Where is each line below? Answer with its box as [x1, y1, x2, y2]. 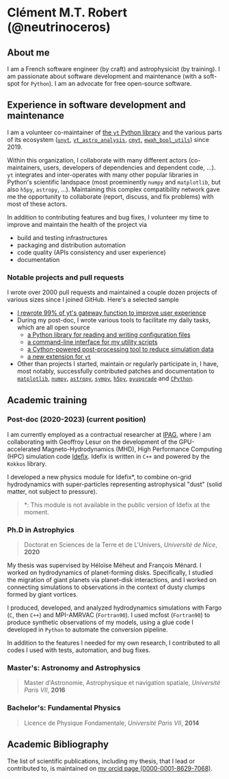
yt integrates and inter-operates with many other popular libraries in [7, 170, 199, 179]
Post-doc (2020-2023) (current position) [7, 415, 146, 424]
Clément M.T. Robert [7, 5, 128, 21]
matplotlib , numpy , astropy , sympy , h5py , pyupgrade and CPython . [16, 374, 194, 383]
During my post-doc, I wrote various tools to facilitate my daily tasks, [16, 316, 211, 324]
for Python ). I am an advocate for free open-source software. [21, 80, 192, 87]
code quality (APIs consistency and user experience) [16, 248, 166, 256]
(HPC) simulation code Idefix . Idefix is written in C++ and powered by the [7, 452, 211, 460]
